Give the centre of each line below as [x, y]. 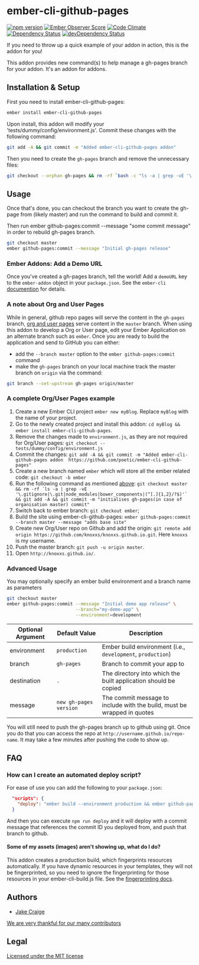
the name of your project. [46, 418]
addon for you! [25, 51]
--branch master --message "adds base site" [71, 522]
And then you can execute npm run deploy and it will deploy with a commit [97, 821]
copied [112, 688]
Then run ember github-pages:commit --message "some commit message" [99, 226]
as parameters [24, 588]
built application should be [138, 680]
